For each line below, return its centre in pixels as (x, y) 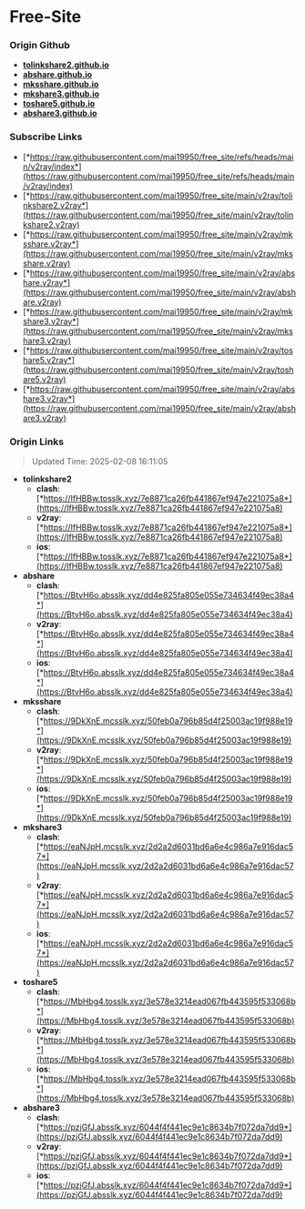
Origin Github (40, 46)
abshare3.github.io (60, 113)
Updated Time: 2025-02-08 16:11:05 (100, 462)
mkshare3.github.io (61, 94)
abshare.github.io (57, 75)
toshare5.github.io (59, 104)
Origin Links (37, 442)
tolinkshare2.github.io (66, 65)
